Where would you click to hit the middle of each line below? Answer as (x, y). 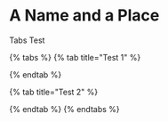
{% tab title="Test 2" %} (54, 92)
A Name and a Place (84, 16)
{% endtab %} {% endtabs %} (64, 109)
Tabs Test (27, 40)
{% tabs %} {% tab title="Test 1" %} (75, 57)
